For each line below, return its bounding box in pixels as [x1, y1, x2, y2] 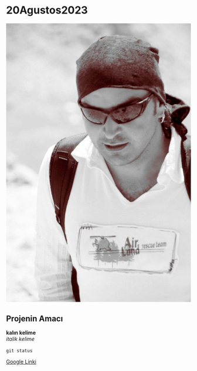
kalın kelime [6, 329, 36, 336]
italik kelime [6, 336, 35, 343]
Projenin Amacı [6, 313, 63, 323]
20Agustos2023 [6, 4, 88, 17]
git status [6, 348, 33, 354]
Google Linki [6, 358, 36, 365]
